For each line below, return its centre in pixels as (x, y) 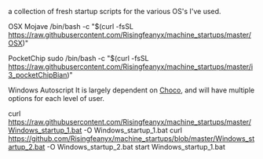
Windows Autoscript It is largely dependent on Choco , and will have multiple (131, 90)
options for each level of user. (56, 98)
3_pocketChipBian (38, 75)
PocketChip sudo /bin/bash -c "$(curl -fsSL (79, 58)
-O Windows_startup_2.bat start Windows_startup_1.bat (136, 147)
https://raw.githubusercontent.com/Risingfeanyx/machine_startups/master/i (131, 67)
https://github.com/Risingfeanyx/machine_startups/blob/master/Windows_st (131, 139)
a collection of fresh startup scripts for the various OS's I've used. (115, 11)
